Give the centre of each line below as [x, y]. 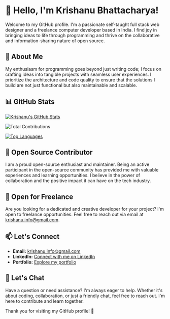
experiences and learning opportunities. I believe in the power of [73, 176]
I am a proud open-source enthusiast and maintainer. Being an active [77, 164]
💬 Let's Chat [25, 278]
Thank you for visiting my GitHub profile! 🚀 [50, 311]
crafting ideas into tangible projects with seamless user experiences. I [78, 74]
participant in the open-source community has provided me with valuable [82, 170]
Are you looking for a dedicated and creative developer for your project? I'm [84, 209]
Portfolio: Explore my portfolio [44, 262]
